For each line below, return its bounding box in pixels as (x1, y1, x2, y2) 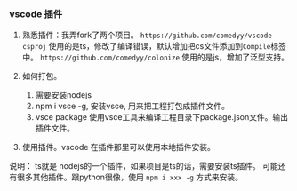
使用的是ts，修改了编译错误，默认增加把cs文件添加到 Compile (48, 41, 271, 52)
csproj (21, 43, 47, 52)
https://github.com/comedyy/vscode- (140, 31, 277, 41)
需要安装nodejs (35, 90, 92, 100)
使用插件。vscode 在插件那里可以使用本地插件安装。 (21, 142, 216, 153)
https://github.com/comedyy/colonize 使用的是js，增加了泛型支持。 (39, 52, 290, 63)
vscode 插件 (9, 7, 63, 20)
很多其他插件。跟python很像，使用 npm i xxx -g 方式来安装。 (16, 171, 243, 183)
